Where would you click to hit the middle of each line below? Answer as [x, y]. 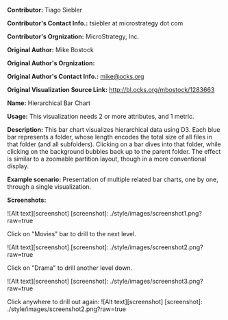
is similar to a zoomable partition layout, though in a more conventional [107, 159]
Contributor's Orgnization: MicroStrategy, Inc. [73, 36]
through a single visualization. [49, 187]
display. [18, 166]
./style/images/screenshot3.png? [156, 281]
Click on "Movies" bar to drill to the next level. [72, 234]
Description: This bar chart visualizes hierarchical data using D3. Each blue [114, 129]
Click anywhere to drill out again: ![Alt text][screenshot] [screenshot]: [105, 302]
